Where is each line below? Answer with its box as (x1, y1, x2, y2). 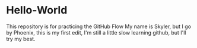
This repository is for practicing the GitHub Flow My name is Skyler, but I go (6, 23, 192, 30)
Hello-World (6, 4, 68, 17)
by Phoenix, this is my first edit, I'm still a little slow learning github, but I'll (6, 29, 186, 36)
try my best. (6, 35, 36, 42)
